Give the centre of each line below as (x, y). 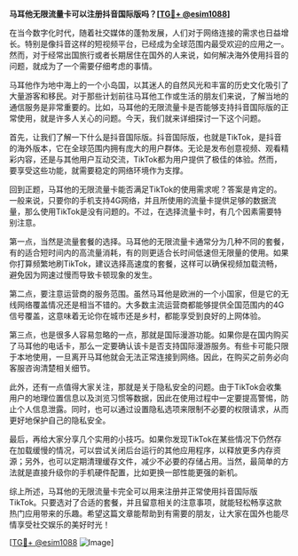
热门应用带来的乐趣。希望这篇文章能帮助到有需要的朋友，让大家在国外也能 (145, 513)
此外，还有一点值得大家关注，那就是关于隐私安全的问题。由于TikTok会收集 (145, 387)
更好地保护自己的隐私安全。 (60, 420)
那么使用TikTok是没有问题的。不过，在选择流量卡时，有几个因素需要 (149, 211)
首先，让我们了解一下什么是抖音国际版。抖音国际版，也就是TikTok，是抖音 (145, 137)
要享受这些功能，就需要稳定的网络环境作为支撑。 (98, 171)
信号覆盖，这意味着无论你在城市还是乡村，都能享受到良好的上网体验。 (137, 316)
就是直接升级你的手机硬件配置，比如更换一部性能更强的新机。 (129, 473)
